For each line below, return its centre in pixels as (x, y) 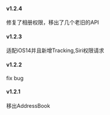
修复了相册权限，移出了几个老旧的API (53, 22)
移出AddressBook (28, 105)
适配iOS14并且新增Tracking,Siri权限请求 (55, 50)
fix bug (15, 78)
